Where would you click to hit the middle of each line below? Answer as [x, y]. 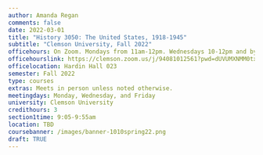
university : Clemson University [61, 103]
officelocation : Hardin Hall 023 [63, 67]
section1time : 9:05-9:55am [52, 117]
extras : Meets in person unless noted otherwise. [91, 88]
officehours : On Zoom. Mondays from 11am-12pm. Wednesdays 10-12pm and [127, 52]
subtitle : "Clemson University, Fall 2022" [80, 45]
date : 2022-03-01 [36, 30]
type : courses [31, 81]
